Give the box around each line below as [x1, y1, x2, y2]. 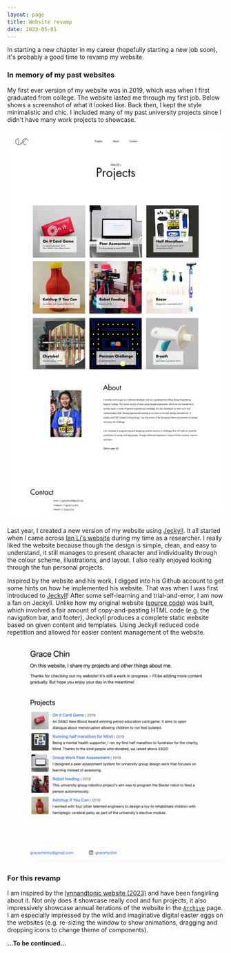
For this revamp [7, 873, 61, 882]
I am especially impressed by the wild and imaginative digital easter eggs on [7, 911, 224, 920]
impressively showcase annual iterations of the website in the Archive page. [7, 904, 223, 912]
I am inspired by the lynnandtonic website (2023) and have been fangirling [7, 889, 219, 898]
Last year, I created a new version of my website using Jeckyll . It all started [7, 526, 221, 534]
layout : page [7, 11, 45, 18]
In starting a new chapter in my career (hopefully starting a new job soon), [7, 46, 219, 54]
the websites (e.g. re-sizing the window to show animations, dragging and [7, 918, 218, 927]
